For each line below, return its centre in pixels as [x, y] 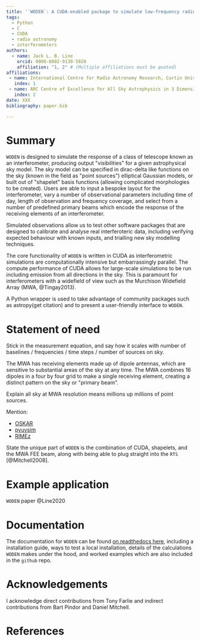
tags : [13, 17]
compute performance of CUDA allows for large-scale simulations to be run [99, 268]
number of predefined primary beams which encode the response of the [95, 207]
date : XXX [18, 100]
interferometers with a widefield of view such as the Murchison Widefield [96, 281]
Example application [57, 484]
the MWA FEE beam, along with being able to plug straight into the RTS [92, 454]
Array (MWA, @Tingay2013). [41, 287]
